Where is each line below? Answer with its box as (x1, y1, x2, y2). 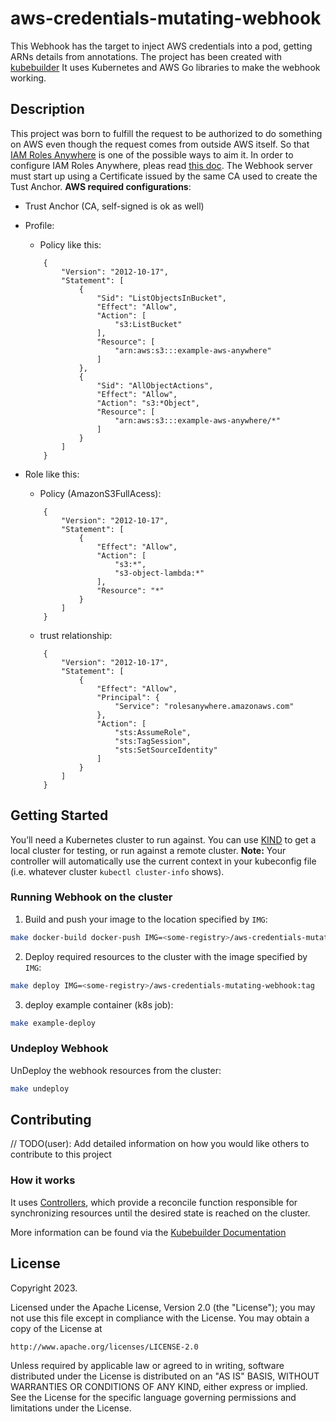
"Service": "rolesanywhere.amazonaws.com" (114, 701, 295, 711)
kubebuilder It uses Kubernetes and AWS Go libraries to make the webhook (10, 61, 321, 73)
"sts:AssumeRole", (114, 727, 192, 737)
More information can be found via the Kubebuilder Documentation (10, 1226, 287, 1238)
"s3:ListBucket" (114, 319, 183, 329)
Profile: (24, 219, 55, 231)
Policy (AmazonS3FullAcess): (39, 487, 162, 499)
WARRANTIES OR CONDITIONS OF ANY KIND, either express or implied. (10, 1380, 308, 1392)
